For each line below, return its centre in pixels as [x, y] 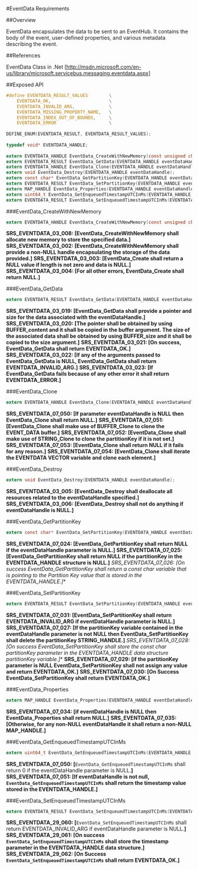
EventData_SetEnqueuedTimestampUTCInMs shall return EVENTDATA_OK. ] [93, 861]
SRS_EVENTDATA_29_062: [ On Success [56, 854]
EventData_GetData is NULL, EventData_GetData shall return [81, 361]
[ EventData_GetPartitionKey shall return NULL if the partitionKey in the [94, 556]
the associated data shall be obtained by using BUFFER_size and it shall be [99, 336]
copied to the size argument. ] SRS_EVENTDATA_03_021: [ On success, [94, 342]
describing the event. [32, 44]
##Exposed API [25, 85]
